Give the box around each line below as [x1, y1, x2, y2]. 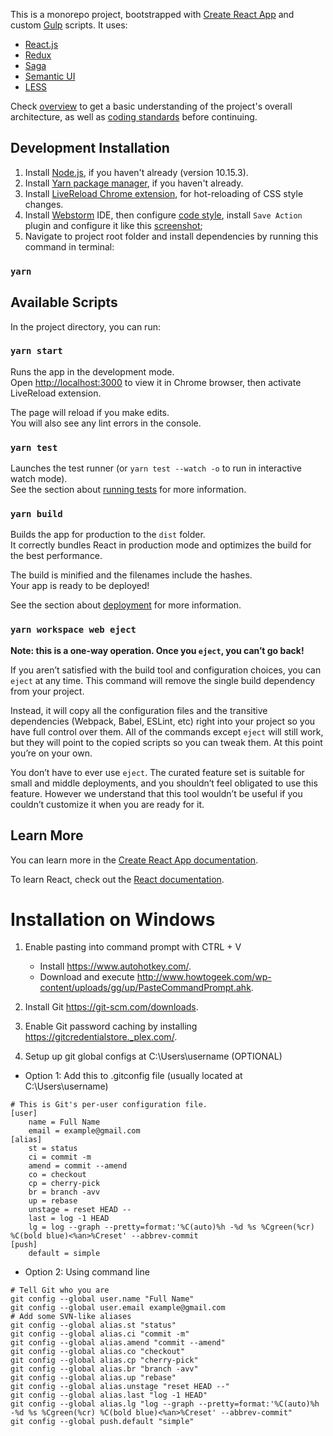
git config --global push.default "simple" [10, 1417, 195, 1427]
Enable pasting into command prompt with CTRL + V [24, 941, 242, 953]
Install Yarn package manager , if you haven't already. [24, 177, 244, 189]
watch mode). [10, 473, 68, 485]
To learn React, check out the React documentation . [10, 873, 225, 885]
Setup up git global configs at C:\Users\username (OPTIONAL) [24, 1050, 283, 1063]
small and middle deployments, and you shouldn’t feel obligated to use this [10, 777, 318, 789]
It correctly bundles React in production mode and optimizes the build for [10, 539, 312, 551]
